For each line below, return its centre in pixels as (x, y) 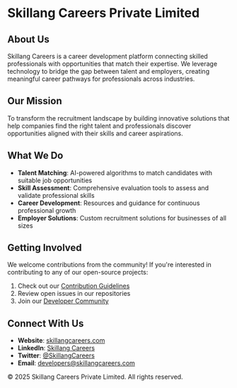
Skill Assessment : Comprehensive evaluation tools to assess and (113, 188)
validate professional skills (56, 195)
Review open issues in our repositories (74, 294)
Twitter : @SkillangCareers (56, 355)
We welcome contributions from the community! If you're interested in (109, 265)
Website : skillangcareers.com (61, 340)
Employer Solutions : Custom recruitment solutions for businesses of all (122, 218)
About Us (28, 39)
